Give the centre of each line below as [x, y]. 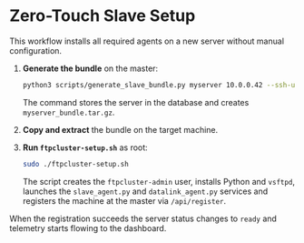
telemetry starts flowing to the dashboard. [88, 228]
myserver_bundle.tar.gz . [69, 112]
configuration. [35, 50]
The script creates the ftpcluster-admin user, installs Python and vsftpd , [159, 181]
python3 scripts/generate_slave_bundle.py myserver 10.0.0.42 [142, 85]
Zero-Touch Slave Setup [103, 16]
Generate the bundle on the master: [90, 68]
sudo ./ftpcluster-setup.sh [75, 164]
